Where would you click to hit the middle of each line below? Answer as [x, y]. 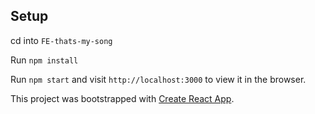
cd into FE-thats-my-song [61, 40]
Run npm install [44, 60]
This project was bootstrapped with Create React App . [122, 98]
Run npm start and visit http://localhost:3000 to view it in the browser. [158, 79]
